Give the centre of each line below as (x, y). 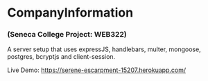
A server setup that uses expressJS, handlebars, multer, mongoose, (104, 49)
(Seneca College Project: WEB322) (67, 35)
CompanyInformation (70, 13)
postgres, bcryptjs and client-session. (61, 57)
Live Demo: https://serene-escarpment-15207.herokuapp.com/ (96, 70)
